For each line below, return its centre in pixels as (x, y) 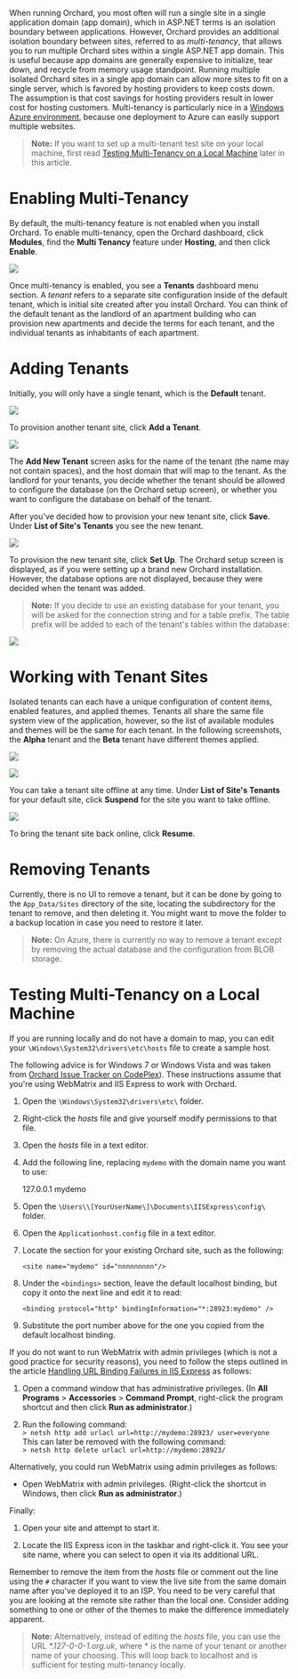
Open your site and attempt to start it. (91, 1528)
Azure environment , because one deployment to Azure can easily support (145, 117)
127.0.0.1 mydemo (54, 1188)
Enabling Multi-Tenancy (99, 199)
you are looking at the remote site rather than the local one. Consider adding (149, 1600)
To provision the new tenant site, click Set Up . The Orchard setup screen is (146, 559)
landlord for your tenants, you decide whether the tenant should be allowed (147, 480)
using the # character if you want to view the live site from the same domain (148, 1581)
